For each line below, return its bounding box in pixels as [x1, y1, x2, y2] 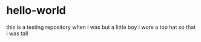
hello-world [6, 4, 67, 17]
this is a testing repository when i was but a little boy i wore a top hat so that [6, 23, 196, 31]
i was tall [6, 29, 28, 37]
